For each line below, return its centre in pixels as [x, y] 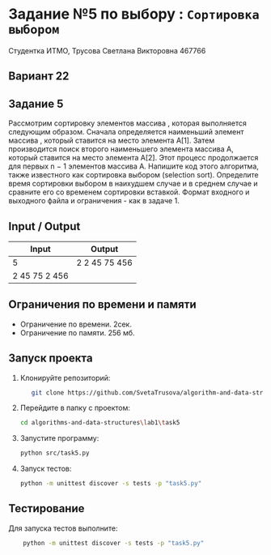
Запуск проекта [51, 359]
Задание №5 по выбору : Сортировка [134, 14]
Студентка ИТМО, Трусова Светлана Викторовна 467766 [107, 50]
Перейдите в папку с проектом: [75, 408]
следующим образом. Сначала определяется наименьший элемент [126, 132]
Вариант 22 [39, 77]
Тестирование [47, 508]
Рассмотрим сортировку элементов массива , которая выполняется [127, 123]
